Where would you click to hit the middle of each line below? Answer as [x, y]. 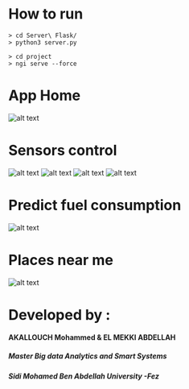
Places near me [61, 260]
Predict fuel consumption [95, 205]
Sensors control [63, 151]
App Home [45, 95]
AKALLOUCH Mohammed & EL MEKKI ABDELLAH [92, 337]
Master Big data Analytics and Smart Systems [88, 356]
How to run [46, 14]
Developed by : [60, 315]
